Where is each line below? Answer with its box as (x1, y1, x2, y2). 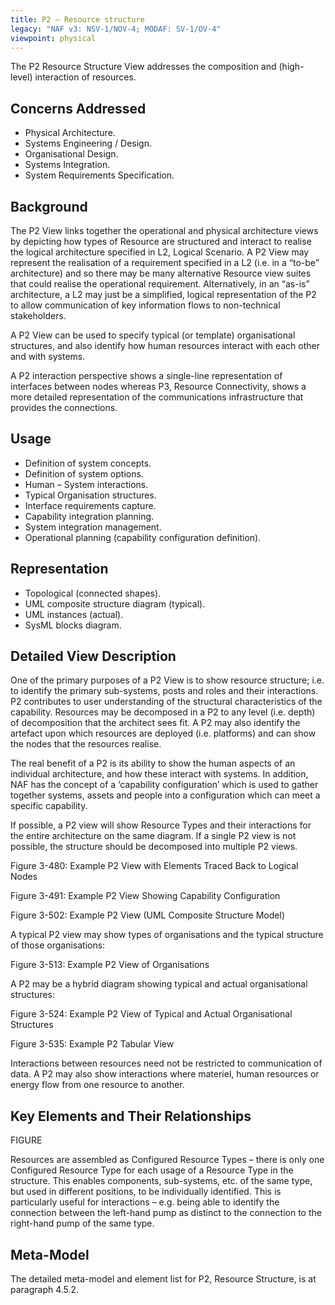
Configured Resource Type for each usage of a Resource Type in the (10, 1164, 294, 1176)
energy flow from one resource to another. (10, 1079, 185, 1091)
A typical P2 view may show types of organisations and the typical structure (10, 929, 324, 941)
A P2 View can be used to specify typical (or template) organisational (10, 329, 296, 341)
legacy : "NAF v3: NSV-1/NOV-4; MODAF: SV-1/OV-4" (10, 24, 222, 34)
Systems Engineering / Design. (24, 137, 153, 150)
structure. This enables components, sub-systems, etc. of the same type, (10, 1175, 313, 1187)
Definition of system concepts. (24, 457, 152, 469)
